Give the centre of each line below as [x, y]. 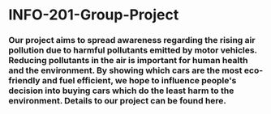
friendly [24, 81]
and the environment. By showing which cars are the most [125, 70]
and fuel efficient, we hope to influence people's [139, 81]
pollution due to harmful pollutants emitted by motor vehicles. [133, 50]
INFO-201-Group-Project [94, 15]
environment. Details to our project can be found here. [118, 101]
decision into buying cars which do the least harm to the [121, 91]
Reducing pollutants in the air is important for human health [128, 61]
